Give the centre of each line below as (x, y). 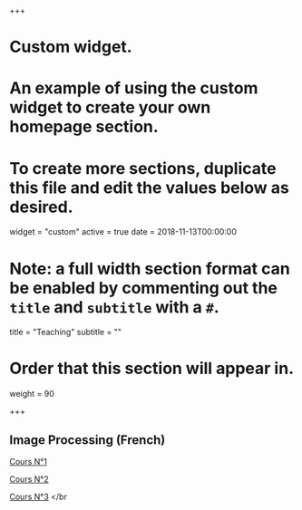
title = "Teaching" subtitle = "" (66, 332)
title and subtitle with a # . (114, 307)
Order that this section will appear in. (152, 369)
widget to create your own (110, 107)
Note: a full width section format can (150, 269)
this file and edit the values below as (150, 188)
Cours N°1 (29, 462)
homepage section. (84, 127)
